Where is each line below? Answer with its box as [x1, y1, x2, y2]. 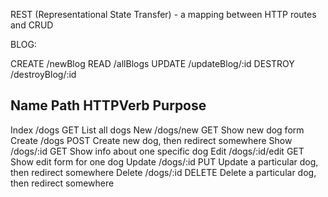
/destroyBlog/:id [10, 69, 77, 80]
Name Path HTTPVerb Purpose [10, 97, 207, 114]
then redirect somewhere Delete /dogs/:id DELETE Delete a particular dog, [10, 166, 317, 178]
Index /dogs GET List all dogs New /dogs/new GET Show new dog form [10, 124, 305, 136]
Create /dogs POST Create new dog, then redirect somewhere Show [10, 134, 293, 146]
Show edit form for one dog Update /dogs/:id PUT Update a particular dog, [10, 155, 319, 168]
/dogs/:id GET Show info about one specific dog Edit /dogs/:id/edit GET [10, 145, 305, 157]
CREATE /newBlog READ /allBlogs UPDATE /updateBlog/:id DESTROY [10, 58, 295, 69]
